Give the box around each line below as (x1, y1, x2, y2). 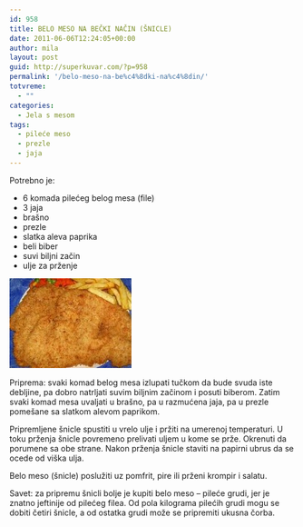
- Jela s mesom (17, 110, 75, 120)
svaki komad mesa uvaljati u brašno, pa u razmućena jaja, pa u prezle (9, 396, 269, 407)
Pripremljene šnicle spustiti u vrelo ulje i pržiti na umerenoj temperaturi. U (9, 423, 284, 434)
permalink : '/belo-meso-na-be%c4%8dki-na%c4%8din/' (9, 73, 209, 82)
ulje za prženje (22, 260, 78, 271)
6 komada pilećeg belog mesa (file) (22, 192, 155, 204)
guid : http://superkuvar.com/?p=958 (9, 63, 148, 72)
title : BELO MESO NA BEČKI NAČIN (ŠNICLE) (9, 24, 172, 34)
